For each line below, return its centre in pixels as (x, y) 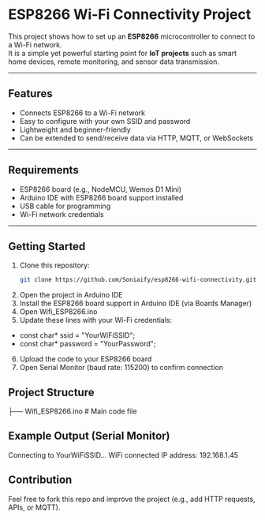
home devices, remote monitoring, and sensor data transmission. (114, 62)
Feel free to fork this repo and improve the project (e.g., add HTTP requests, (132, 499)
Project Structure (51, 392)
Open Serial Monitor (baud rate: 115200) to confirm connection (121, 368)
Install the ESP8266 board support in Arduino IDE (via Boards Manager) (136, 303)
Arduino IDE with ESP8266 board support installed (101, 197)
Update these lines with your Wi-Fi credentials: (96, 320)
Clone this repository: (54, 265)
